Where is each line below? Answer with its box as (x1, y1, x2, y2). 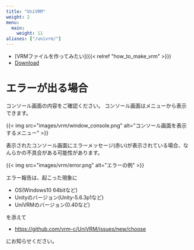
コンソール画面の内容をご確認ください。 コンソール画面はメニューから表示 (6, 102, 187, 109)
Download (14, 59, 40, 66)
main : (11, 25, 25, 31)
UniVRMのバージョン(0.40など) (14, 201, 91, 208)
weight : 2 (6, 14, 30, 20)
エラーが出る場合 (6, 82, 89, 95)
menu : (6, 19, 19, 25)
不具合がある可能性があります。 (26, 149, 103, 156)
